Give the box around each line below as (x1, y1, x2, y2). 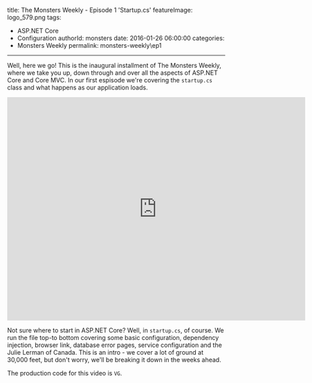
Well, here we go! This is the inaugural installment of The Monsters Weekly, (7, 62, 221, 69)
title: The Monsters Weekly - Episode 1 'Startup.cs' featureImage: (7, 6, 193, 14)
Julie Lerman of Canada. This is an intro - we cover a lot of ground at (7, 348, 204, 356)
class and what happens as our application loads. (7, 83, 148, 91)
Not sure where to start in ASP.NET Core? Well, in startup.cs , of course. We (7, 326, 224, 335)
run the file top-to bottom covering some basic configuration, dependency (7, 334, 219, 341)
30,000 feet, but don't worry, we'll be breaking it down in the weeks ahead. (7, 356, 221, 364)
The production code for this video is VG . (7, 369, 122, 377)
